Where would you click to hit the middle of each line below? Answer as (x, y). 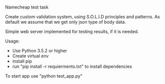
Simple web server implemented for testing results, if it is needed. (72, 31)
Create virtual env (30, 56)
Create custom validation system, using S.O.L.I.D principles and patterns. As (82, 17)
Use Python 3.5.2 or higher (40, 51)
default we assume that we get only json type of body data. (65, 22)
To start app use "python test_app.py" (44, 76)
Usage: (12, 41)
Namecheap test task (27, 7)
